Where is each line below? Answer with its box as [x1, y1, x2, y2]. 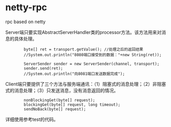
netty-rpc [5, 2, 47, 13]
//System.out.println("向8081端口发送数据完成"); [24, 71, 125, 76]
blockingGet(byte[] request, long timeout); [24, 102, 121, 107]
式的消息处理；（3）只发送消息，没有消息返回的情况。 [5, 87, 119, 94]
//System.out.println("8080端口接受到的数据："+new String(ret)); [24, 52, 162, 58]
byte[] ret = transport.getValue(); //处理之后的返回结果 [24, 47, 144, 52]
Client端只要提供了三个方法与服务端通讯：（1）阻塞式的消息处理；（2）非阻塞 [5, 81, 166, 87]
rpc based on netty [5, 19, 46, 25]
